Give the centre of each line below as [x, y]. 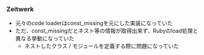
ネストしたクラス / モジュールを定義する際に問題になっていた [102, 46]
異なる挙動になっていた [45, 38]
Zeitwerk [20, 9]
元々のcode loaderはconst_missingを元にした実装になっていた [94, 23]
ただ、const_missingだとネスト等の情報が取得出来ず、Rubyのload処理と [107, 31]
